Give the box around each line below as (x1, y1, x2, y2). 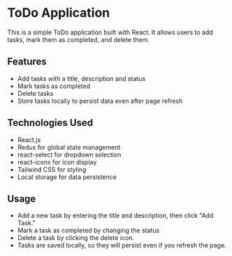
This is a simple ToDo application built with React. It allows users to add (7, 28, 213, 36)
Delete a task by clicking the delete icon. (17, 234, 135, 242)
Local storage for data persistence (17, 173, 117, 181)
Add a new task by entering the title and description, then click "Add (17, 211, 214, 220)
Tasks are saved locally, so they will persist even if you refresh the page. (17, 241, 226, 250)
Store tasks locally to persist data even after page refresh (17, 97, 183, 105)
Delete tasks (17, 89, 54, 97)
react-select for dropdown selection (17, 150, 122, 159)
